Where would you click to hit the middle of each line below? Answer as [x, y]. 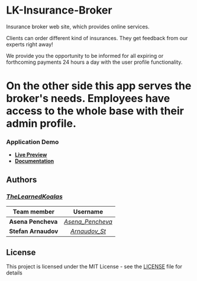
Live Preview [31, 155]
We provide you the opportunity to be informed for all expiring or [85, 55]
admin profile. [41, 124]
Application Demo [33, 142]
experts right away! [30, 44]
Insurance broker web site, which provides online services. [78, 27]
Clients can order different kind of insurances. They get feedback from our [97, 38]
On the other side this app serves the [99, 86]
